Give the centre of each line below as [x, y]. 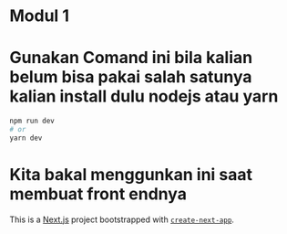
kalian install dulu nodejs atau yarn [144, 96]
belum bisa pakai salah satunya [131, 77]
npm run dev [32, 121]
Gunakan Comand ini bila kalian [131, 58]
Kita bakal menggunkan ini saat [131, 174]
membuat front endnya [98, 194]
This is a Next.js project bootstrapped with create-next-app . [122, 219]
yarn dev [26, 138]
